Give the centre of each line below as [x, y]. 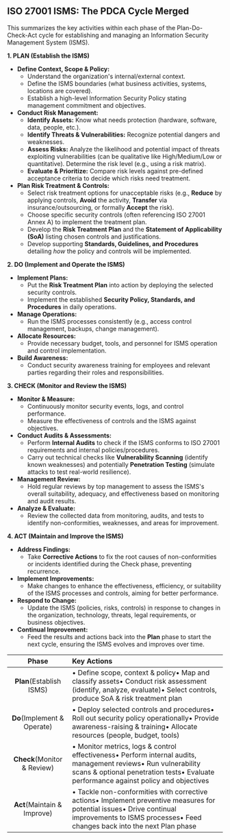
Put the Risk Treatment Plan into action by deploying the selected [120, 285]
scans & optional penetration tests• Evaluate [143, 772]
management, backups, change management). [93, 328]
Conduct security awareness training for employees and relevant [118, 365]
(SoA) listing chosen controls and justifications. [94, 237]
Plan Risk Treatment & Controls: [63, 185]
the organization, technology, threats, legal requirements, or [112, 615]
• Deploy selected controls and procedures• [143, 709]
